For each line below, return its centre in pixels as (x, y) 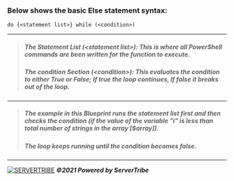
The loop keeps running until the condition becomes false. (110, 146)
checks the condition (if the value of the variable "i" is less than (119, 121)
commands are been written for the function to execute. (107, 54)
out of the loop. (47, 87)
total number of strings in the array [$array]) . (91, 129)
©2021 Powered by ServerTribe (103, 170)
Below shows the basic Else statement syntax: (87, 10)
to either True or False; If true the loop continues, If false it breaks (121, 80)
